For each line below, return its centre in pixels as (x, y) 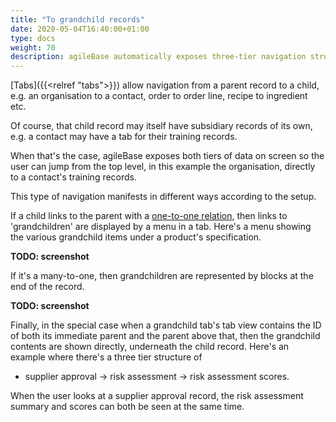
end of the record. (47, 287)
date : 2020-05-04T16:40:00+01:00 (80, 29)
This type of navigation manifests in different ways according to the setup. (163, 197)
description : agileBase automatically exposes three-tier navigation (158, 57)
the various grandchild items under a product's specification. (136, 237)
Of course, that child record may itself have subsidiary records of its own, (161, 126)
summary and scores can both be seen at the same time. (127, 407)
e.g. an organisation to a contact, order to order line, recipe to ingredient (159, 96)
